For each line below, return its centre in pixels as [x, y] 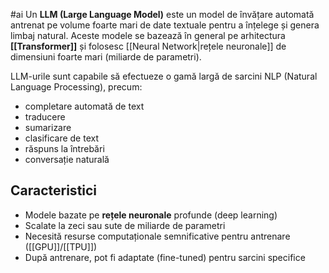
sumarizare [48, 127]
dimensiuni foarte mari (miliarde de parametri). [106, 57]
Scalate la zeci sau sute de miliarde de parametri [125, 225]
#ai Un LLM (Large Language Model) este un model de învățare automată [162, 14]
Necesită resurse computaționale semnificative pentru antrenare [157, 236]
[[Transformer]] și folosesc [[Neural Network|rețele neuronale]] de [148, 46]
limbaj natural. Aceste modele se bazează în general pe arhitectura [148, 35]
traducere [45, 117]
